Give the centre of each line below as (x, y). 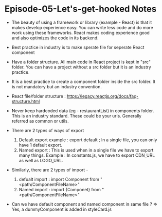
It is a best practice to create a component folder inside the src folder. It (83, 82)
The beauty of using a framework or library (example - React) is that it (82, 22)
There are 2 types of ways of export (48, 130)
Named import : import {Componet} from (60, 189)
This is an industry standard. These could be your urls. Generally (76, 116)
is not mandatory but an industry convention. (57, 86)
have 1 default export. (41, 145)
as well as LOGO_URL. (41, 160)
